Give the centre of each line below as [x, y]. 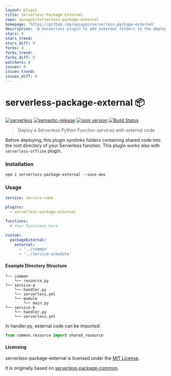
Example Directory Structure [36, 265]
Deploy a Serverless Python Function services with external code [86, 130]
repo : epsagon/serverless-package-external [52, 19]
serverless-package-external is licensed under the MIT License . [73, 358]
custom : [13, 235]
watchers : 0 [18, 62]
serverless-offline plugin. [34, 151]
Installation [20, 164]
